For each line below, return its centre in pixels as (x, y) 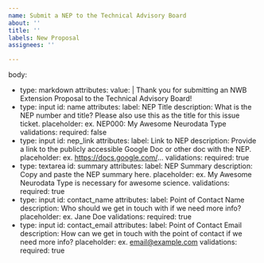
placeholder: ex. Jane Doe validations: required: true (106, 217)
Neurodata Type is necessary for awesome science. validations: (125, 183)
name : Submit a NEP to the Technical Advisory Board (97, 15)
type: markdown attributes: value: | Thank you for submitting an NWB (133, 90)
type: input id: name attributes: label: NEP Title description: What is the (136, 107)
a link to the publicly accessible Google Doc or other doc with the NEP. (136, 149)
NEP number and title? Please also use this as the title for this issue (130, 115)
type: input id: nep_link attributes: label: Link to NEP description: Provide (138, 141)
